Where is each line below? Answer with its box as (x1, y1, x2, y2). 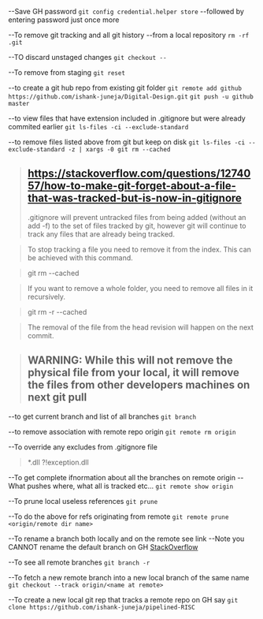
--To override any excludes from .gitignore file (8, 442, 157, 452)
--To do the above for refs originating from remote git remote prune (8, 512, 229, 521)
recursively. (27, 292, 65, 301)
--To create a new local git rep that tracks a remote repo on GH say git (8, 595, 239, 604)
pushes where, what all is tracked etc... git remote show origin (27, 481, 234, 490)
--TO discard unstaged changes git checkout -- (8, 53, 167, 62)
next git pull (27, 390, 87, 405)
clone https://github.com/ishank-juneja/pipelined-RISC (8, 603, 195, 611)
